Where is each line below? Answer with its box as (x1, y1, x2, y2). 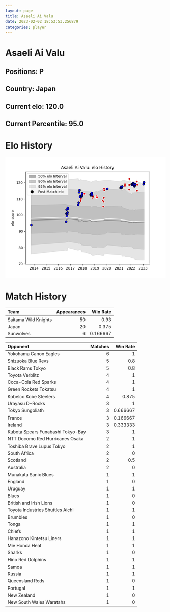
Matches (90, 344, 109, 350)
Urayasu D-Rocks (7, 401, 45, 407)
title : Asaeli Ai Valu (5, 13, 53, 19)
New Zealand (7, 592, 36, 598)
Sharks (7, 549, 22, 556)
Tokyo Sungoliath (7, 407, 44, 413)
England (7, 478, 25, 484)
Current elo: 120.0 (5, 102, 64, 111)
